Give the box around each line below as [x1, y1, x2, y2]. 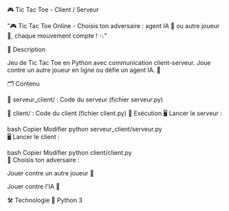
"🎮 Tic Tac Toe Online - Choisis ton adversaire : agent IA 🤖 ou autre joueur [7, 22, 220, 29]
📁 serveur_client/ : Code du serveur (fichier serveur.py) [7, 95, 164, 103]
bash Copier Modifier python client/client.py [7, 149, 132, 156]
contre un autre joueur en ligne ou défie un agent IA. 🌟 [7, 66, 162, 74]
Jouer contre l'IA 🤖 [7, 182, 61, 190]
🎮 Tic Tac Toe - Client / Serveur [7, 5, 100, 14]
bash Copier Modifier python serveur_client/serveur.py [7, 125, 163, 133]
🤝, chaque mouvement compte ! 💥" [7, 32, 108, 40]
